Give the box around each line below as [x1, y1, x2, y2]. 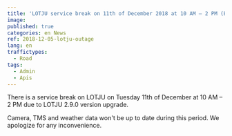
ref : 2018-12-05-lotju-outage [7, 36, 95, 43]
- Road [13, 55, 32, 62]
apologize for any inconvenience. [7, 122, 102, 130]
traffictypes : [7, 49, 48, 56]
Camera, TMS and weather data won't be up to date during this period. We [7, 114, 220, 122]
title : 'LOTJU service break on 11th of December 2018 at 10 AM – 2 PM [7, 10, 217, 17]
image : [7, 17, 26, 23]
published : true [7, 23, 54, 30]
